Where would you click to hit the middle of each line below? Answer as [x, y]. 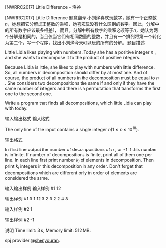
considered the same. [27, 178]
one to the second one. [29, 94]
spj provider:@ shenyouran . [33, 240]
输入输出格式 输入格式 [27, 119]
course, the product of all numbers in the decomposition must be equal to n [82, 78]
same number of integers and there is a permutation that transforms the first [83, 88]
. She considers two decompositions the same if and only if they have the [80, 83]
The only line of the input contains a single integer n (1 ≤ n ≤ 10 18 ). [72, 129]
